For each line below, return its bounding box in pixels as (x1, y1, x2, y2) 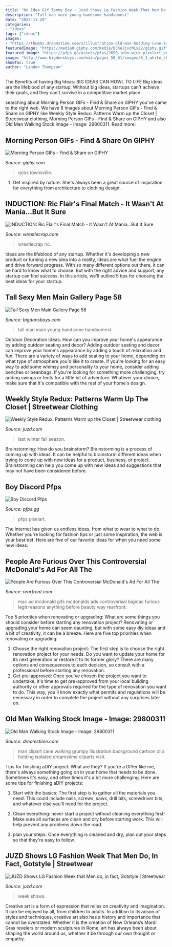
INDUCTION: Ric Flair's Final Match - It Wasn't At (5, 200, 164, 208)
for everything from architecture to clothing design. (12, 185, 121, 191)
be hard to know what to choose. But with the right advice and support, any (5, 267, 165, 273)
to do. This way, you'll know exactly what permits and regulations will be (12, 689, 165, 695)
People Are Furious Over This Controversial (5, 557, 147, 566)
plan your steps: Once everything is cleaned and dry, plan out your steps (12, 831, 166, 837)
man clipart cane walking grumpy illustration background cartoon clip (17, 748, 165, 754)
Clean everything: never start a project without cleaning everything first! (12, 810, 165, 816)
